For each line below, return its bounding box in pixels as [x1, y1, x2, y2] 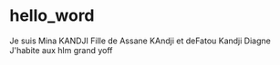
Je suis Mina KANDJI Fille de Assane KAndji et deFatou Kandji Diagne [9, 35, 271, 46]
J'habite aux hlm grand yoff [9, 44, 113, 55]
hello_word [9, 5, 95, 26]
